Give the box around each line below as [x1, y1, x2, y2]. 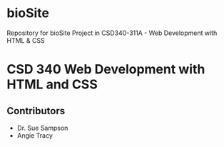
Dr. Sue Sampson [16, 123, 68, 132]
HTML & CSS [6, 36, 46, 44]
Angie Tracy [16, 131, 53, 140]
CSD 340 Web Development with [6, 61, 205, 78]
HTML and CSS [6, 76, 98, 93]
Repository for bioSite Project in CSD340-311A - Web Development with [6, 29, 218, 37]
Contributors [6, 105, 66, 117]
